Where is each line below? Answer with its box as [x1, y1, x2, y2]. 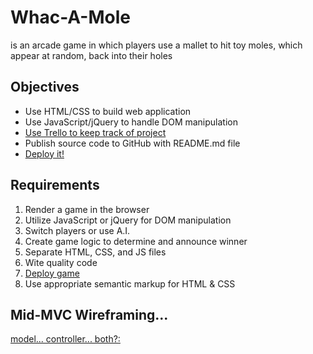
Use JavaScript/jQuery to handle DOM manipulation [24, 116, 238, 128]
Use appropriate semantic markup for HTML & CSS [24, 277, 236, 290]
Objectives [10, 79, 80, 96]
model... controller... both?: [10, 333, 121, 345]
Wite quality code [24, 256, 98, 268]
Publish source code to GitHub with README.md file [24, 137, 241, 149]
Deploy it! [24, 147, 65, 160]
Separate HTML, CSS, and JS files [24, 246, 167, 258]
